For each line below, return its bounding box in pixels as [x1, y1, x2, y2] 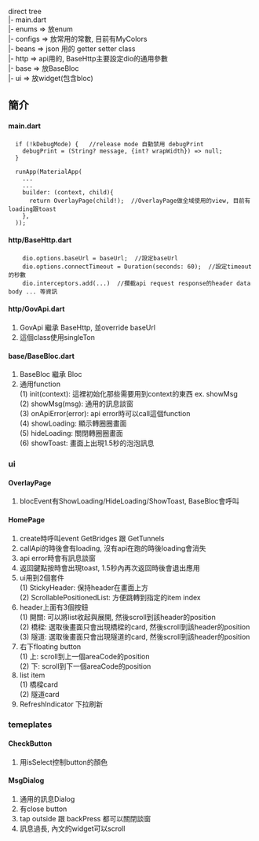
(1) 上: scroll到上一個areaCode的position [19, 651, 151, 661]
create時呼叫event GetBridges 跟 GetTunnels [19, 533, 165, 543]
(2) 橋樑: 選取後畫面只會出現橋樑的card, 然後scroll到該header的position [19, 622, 250, 632]
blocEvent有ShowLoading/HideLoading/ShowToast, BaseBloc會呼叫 [19, 496, 239, 506]
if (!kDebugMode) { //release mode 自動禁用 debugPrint [15, 140, 204, 148]
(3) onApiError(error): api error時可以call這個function [19, 409, 191, 419]
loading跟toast [8, 205, 57, 213]
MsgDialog [8, 776, 45, 785]
